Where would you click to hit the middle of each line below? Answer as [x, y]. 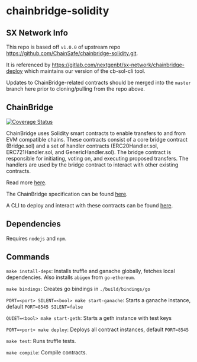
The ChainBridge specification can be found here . [67, 194]
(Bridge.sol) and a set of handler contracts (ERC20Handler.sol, [82, 146]
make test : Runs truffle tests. [41, 341]
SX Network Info [37, 33]
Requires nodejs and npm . [36, 238]
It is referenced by [28, 65]
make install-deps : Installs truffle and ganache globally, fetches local [91, 271]
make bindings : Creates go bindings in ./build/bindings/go [78, 289]
